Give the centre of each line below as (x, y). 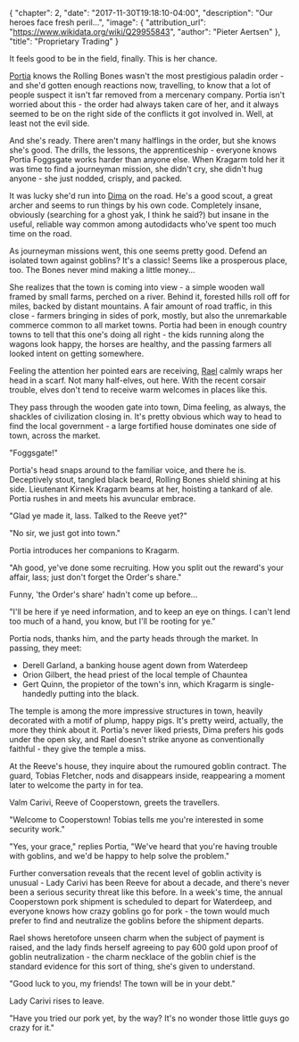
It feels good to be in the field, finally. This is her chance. (113, 58)
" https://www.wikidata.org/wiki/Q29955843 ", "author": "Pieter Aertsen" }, (145, 32)
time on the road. (41, 234)
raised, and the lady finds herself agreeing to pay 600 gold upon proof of (144, 947)
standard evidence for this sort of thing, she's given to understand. (132, 966)
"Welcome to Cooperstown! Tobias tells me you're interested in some (137, 819)
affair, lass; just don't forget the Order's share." (96, 577)
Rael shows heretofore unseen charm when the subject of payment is (137, 938)
